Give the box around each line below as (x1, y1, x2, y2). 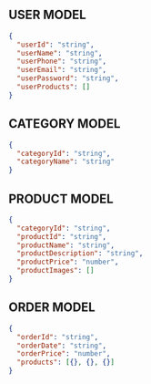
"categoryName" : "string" (16, 157, 116, 167)
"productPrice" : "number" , (16, 257, 119, 267)
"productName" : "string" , (16, 241, 116, 250)
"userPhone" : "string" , (16, 57, 106, 67)
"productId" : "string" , (16, 232, 106, 241)
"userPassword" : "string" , (16, 74, 119, 83)
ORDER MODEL (8, 300, 96, 316)
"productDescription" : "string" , (16, 249, 144, 258)
